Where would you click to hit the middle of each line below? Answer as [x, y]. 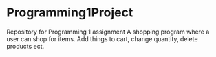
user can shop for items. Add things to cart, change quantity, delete [102, 38]
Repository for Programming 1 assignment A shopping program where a [108, 32]
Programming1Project [70, 13]
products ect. [25, 46]
